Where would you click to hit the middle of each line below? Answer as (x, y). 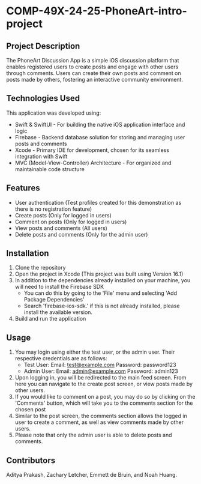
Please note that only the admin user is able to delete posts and (93, 435)
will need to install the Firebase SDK (59, 287)
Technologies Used (43, 98)
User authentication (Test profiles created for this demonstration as (98, 202)
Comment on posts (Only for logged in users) (71, 222)
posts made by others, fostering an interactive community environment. (94, 80)
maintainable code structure (50, 169)
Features (23, 188)
